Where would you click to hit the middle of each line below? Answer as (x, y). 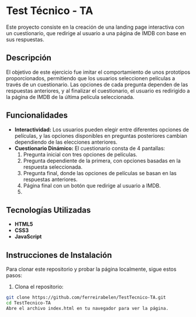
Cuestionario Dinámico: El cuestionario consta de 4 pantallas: (90, 148)
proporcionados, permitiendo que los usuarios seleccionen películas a (91, 78)
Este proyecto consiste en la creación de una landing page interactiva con (95, 27)
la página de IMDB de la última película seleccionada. (70, 97)
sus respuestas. (25, 39)
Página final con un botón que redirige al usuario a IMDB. (92, 185)
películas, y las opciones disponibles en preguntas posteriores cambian (101, 135)
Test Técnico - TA (50, 11)
